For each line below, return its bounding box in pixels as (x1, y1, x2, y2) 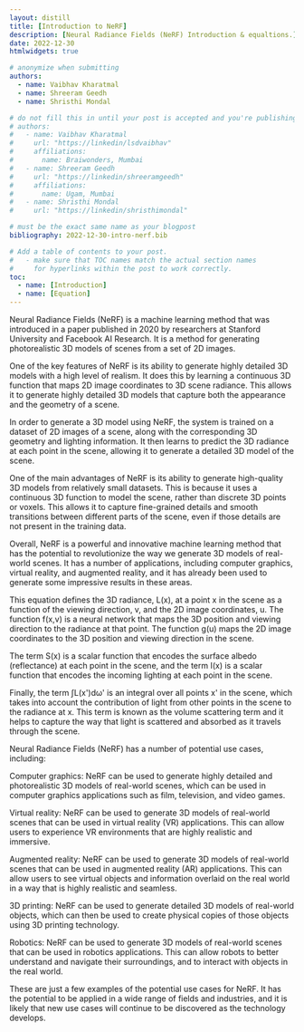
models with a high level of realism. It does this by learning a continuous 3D (9, 371, 291, 381)
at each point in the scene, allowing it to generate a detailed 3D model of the (9, 446, 294, 456)
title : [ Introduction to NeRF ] (9, 22, 128, 31)
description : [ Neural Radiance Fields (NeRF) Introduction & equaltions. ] (9, 30, 298, 39)
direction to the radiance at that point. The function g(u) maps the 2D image (9, 623, 292, 634)
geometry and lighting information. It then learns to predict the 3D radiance (9, 436, 290, 447)
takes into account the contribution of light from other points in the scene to (9, 697, 292, 708)
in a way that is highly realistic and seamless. (9, 883, 178, 893)
